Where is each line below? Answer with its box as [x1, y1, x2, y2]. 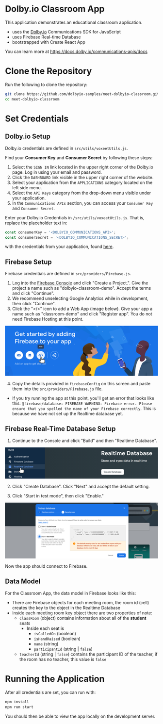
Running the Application [5, 674, 105, 685]
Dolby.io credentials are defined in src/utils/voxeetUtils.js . [5, 145, 128, 151]
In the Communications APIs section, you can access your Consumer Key [12, 200, 153, 206]
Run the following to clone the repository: [5, 82, 88, 87]
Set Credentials [5, 113, 69, 124]
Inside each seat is [26, 625, 65, 631]
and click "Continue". [12, 290, 55, 296]
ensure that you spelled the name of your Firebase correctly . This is [12, 405, 156, 411]
